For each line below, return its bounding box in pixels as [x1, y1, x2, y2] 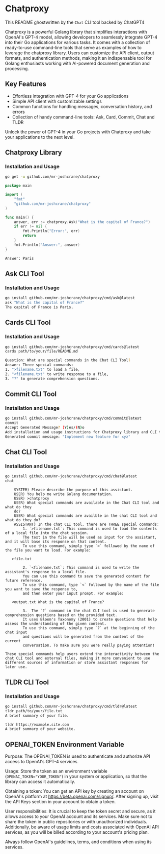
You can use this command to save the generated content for [23, 574, 151, 579]
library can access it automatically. [5, 778, 75, 785]
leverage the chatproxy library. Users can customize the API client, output [5, 50, 155, 56]
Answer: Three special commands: [5, 362, 74, 368]
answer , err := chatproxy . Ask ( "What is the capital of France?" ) [14, 219, 151, 225]
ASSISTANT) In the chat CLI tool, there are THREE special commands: [14, 522, 160, 527]
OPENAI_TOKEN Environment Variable [5, 740, 124, 748]
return [23, 233, 36, 238]
